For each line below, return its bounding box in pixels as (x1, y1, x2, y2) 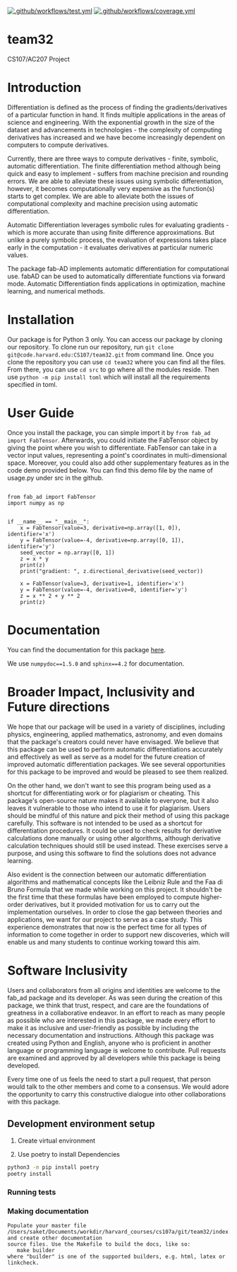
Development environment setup (7, 1118, 155, 1130)
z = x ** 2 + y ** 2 (20, 592, 80, 599)
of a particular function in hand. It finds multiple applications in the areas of (7, 110, 226, 119)
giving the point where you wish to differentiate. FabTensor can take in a (7, 443, 217, 452)
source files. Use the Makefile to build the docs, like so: (7, 1241, 191, 1248)
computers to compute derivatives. (7, 140, 109, 149)
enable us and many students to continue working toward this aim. (7, 937, 201, 946)
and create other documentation (7, 1235, 102, 1242)
